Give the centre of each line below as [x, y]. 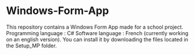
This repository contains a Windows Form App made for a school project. [95, 27]
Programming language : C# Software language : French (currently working [97, 33]
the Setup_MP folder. [31, 46]
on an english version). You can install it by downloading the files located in [97, 39]
